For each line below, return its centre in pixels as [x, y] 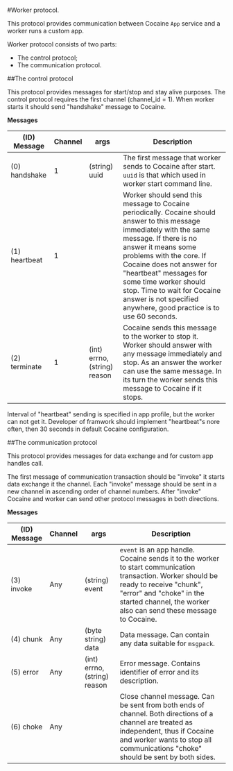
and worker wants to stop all [166, 740]
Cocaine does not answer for [170, 264]
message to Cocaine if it [163, 388]
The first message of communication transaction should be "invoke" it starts [116, 477]
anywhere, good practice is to [171, 308]
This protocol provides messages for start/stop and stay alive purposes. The [116, 92]
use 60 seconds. [150, 316]
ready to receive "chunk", [161, 584]
